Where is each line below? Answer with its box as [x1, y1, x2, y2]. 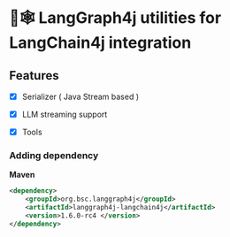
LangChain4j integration [9, 33, 192, 53]
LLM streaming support [21, 109, 108, 120]
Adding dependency [9, 149, 99, 162]
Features [9, 68, 59, 83]
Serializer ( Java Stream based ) [21, 91, 140, 102]
